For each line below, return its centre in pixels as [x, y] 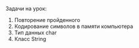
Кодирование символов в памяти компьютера [74, 26]
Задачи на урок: [26, 9]
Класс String [30, 39]
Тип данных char [35, 33]
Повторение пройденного [47, 20]
